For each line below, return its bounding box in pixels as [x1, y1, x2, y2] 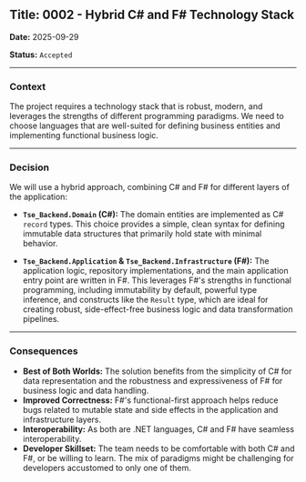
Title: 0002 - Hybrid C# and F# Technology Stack [9, 7, 295, 23]
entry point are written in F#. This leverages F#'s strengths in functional [22, 275, 291, 286]
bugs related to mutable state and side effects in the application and [22, 404, 279, 415]
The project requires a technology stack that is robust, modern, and [9, 101, 263, 112]
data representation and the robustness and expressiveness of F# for [22, 375, 283, 386]
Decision [9, 161, 50, 174]
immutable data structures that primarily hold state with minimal [22, 228, 262, 239]
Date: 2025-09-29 [9, 31, 79, 42]
